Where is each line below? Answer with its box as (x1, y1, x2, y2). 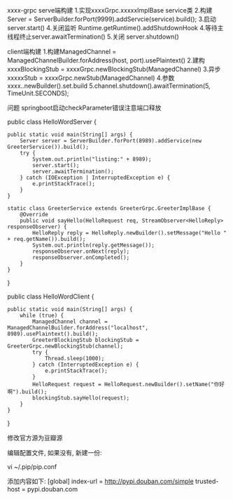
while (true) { (20, 312, 64, 319)
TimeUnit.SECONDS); (7, 89, 69, 97)
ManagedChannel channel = (32, 318, 108, 325)
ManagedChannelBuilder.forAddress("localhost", (7, 324, 149, 331)
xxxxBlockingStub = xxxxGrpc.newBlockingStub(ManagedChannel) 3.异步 (7, 65, 221, 73)
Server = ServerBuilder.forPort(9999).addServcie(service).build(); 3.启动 (7, 15, 217, 23)
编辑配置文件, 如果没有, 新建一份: (7, 449, 102, 456)
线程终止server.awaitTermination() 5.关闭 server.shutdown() (7, 32, 180, 41)
